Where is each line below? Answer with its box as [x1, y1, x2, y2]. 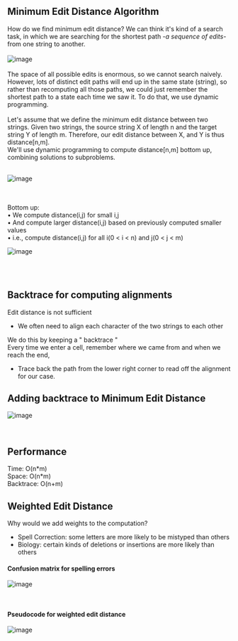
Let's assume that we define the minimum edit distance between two [7, 115, 209, 124]
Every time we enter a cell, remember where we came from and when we [7, 343, 221, 351]
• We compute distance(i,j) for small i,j [7, 210, 119, 219]
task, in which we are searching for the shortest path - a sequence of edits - [7, 32, 227, 41]
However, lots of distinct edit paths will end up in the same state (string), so [7, 77, 227, 86]
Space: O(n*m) [7, 472, 52, 480]
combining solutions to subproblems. [7, 153, 115, 161]
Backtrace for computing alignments [7, 289, 173, 301]
